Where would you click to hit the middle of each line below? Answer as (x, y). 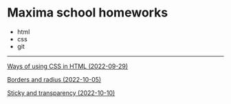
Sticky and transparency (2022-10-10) (61, 93)
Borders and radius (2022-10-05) (54, 79)
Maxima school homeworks (88, 13)
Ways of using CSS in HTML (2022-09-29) (68, 66)
